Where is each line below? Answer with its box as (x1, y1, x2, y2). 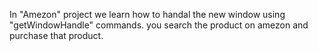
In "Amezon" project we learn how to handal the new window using (9, 9, 286, 20)
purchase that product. (9, 30, 104, 41)
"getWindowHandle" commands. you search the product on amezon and (9, 19, 309, 31)
